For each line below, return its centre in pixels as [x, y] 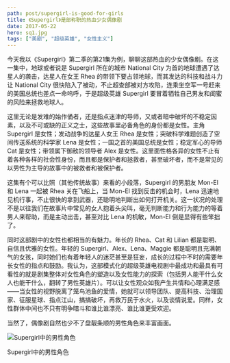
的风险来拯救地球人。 [37, 102]
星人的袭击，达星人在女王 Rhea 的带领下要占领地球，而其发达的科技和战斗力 [115, 77]
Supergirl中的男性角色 [38, 352]
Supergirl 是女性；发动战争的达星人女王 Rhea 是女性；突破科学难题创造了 [111, 134]
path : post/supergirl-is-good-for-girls [66, 13]
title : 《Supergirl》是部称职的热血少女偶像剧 [65, 20]
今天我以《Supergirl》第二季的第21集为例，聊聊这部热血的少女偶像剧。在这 [113, 60]
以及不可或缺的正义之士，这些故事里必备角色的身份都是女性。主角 [112, 125]
